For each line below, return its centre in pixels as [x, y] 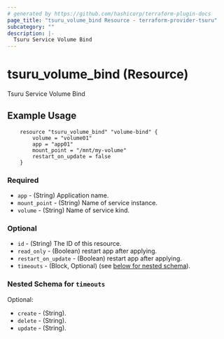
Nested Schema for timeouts [56, 284]
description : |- [31, 33]
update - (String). [42, 328]
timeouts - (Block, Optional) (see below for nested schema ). [104, 266]
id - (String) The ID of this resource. [69, 244]
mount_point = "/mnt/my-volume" [80, 150]
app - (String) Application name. [63, 195]
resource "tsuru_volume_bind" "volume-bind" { [89, 132]
